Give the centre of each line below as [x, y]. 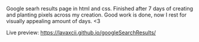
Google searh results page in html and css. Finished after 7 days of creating [100, 9]
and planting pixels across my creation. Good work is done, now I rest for [97, 15]
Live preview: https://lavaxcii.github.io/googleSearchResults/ [81, 33]
